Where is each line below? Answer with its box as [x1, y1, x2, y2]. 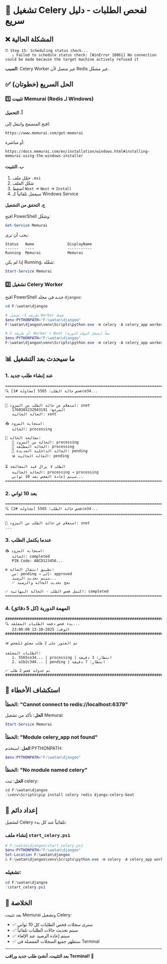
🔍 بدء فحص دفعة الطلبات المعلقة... [5, 621, 81, 626]
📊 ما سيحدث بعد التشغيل [5, 354, 75, 363]
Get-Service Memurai [5, 223, 48, 228]
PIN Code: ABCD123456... [11, 559, 64, 564]
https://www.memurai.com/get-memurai [5, 130, 83, 135]
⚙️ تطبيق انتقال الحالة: [5, 567, 55, 572]
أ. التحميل [5, 109, 23, 115]
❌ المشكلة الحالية [5, 35, 54, 43]
